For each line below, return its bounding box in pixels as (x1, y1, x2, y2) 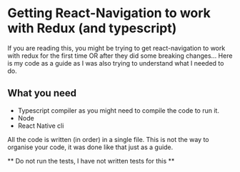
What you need (7, 87, 77, 99)
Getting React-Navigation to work (7, 5, 211, 21)
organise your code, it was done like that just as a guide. (7, 143, 174, 151)
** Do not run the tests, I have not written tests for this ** (7, 156, 175, 165)
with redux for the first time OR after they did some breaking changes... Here (7, 51, 233, 60)
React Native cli (17, 121, 64, 130)
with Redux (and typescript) (7, 20, 177, 36)
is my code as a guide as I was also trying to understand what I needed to (7, 59, 224, 67)
